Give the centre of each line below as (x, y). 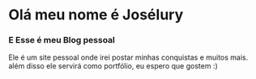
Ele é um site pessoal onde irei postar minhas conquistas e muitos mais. (128, 57)
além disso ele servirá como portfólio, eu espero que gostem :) (113, 66)
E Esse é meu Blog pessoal (62, 40)
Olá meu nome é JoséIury (96, 15)
